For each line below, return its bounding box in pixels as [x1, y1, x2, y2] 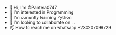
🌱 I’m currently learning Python [9, 15, 72, 20]
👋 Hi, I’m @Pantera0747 [9, 5, 57, 10]
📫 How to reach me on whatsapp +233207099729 [9, 25, 111, 30]
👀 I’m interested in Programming [9, 9, 74, 15]
